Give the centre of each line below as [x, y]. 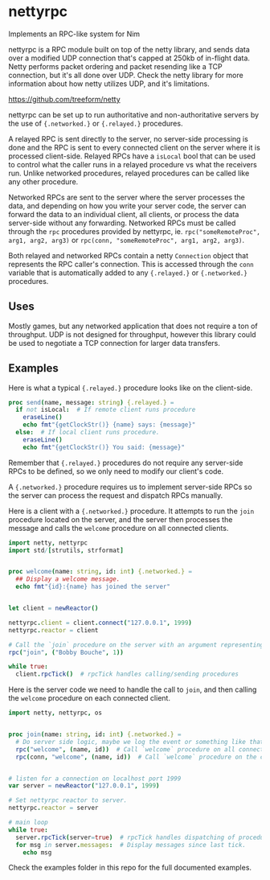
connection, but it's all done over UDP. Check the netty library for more [126, 75]
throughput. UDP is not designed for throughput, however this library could [132, 334]
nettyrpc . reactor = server [53, 808]
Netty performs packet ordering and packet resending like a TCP [115, 66]
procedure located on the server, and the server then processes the [121, 519]
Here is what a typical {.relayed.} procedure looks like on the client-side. [131, 388]
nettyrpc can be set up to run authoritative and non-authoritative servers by [134, 114]
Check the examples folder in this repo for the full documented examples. [130, 868]
